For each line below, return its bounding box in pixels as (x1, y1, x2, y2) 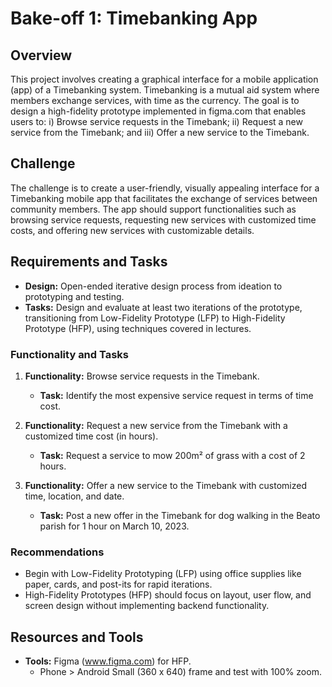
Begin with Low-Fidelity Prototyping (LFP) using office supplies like (24, 568, 302, 580)
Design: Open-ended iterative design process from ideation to (24, 280, 283, 292)
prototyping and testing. (24, 290, 125, 302)
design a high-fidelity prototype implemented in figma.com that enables (10, 105, 307, 117)
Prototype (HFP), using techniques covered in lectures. (24, 322, 252, 334)
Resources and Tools (10, 628, 144, 646)
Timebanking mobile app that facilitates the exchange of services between (10, 192, 318, 204)
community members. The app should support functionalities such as (10, 203, 297, 215)
